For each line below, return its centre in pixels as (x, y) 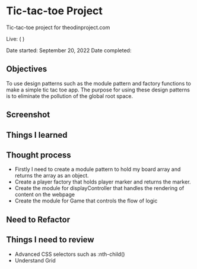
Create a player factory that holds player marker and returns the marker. (103, 182)
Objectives (27, 69)
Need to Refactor (38, 219)
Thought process (39, 155)
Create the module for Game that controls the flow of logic (86, 201)
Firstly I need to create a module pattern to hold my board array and (98, 169)
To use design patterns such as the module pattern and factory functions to (99, 83)
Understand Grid (35, 260)
